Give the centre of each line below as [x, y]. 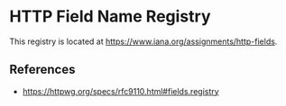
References [42, 70]
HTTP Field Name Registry [110, 17]
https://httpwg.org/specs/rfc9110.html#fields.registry [120, 91]
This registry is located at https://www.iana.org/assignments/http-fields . [143, 41]
